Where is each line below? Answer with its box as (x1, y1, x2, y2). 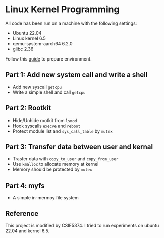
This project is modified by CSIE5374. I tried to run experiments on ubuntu (5, 223, 159, 228)
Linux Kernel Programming (5, 4, 120, 15)
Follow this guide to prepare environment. (5, 55, 92, 62)
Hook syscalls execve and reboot (12, 123, 81, 129)
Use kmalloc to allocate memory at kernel (12, 161, 99, 167)
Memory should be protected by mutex (12, 166, 92, 172)
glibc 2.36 (12, 46, 34, 52)
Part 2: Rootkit (5, 104, 51, 112)
